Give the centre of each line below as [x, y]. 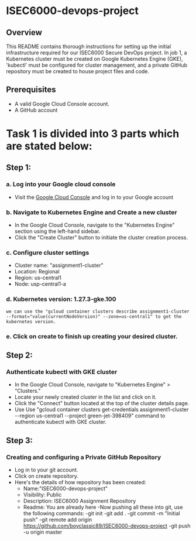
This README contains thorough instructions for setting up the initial [89, 46]
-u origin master [43, 532]
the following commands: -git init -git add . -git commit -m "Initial [102, 513]
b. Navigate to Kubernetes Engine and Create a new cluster [92, 212]
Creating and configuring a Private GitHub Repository [84, 457]
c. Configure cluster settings [48, 252]
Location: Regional [37, 272]
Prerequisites [31, 90]
